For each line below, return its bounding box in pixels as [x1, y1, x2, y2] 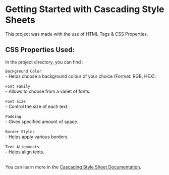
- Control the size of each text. [5, 103, 69, 109]
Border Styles [5, 129, 35, 134]
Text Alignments [5, 144, 39, 149]
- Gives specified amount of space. [5, 119, 79, 125]
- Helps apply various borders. [5, 134, 69, 140]
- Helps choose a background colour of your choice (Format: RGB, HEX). [5, 73, 156, 79]
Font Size [5, 99, 26, 104]
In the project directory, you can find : [5, 59, 84, 65]
